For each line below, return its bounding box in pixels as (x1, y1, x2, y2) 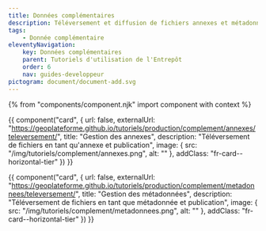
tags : (8, 26, 26, 34)
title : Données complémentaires (8, 11, 115, 20)
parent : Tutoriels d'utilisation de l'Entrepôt (22, 56, 182, 64)
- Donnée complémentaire (22, 33, 104, 42)
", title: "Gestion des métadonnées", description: (74, 189, 233, 199)
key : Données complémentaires (22, 48, 123, 56)
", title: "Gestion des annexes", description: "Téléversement (56, 131, 250, 141)
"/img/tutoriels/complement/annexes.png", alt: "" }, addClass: (8, 148, 209, 158)
